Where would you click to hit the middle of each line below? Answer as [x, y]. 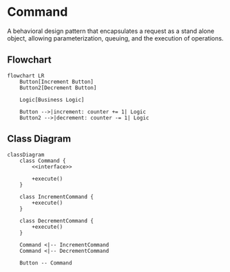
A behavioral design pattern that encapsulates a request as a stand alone [111, 31]
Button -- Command [46, 263]
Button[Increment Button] [57, 82]
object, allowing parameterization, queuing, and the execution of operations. [115, 38]
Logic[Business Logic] [52, 100]
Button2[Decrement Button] [58, 88]
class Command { [43, 161]
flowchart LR [26, 76]
